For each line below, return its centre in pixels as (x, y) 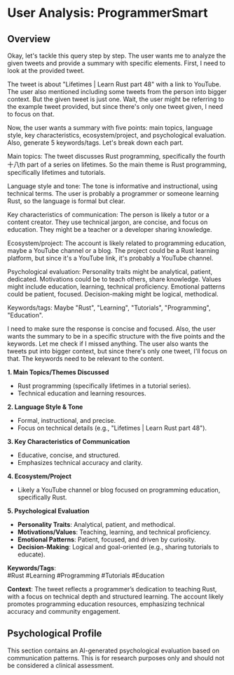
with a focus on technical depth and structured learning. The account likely (116, 596)
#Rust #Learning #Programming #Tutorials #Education (86, 575)
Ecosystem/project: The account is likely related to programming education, (117, 243)
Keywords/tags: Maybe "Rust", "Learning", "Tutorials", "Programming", (109, 308)
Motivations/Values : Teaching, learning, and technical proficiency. (114, 532)
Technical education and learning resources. (82, 393)
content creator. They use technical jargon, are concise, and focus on (108, 222)
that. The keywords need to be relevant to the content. (86, 359)
